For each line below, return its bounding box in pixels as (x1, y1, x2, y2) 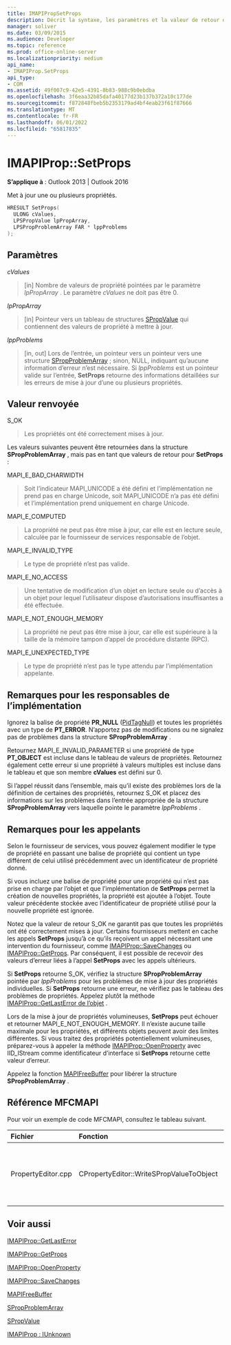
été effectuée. (23, 601, 64, 610)
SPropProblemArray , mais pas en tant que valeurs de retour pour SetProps (7, 451, 223, 459)
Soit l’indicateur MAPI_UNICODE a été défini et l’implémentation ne (23, 484, 213, 493)
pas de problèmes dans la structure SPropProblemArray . (7, 733, 172, 741)
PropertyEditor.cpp (10, 1169, 72, 1178)
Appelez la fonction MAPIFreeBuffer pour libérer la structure (7, 1069, 177, 1078)
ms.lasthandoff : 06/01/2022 (7, 119, 88, 126)
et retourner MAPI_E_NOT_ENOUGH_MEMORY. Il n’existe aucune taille (7, 1019, 206, 1027)
